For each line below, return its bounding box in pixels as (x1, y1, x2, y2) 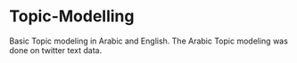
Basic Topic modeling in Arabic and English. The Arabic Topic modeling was (9, 35, 288, 46)
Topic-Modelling (9, 6, 135, 27)
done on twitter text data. (9, 44, 103, 55)
